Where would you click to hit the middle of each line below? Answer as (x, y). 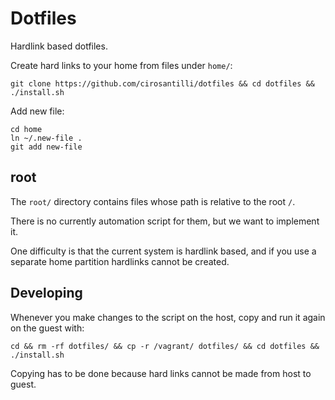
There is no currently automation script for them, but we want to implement (165, 221)
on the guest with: (47, 328)
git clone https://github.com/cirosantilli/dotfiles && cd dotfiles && (162, 83)
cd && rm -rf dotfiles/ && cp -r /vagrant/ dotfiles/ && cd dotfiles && (165, 346)
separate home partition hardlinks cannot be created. (120, 261)
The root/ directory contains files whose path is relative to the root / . (153, 201)
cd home (26, 129)
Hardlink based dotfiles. (59, 46)
